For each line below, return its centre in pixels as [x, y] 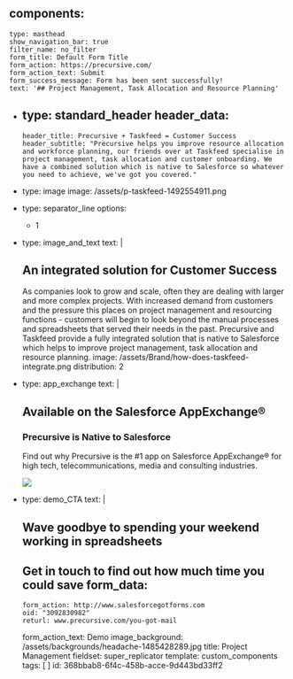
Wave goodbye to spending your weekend [140, 527]
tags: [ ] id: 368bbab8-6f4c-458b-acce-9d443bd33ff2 [122, 666]
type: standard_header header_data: [125, 116]
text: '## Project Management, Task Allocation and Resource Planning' [144, 88]
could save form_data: [85, 585]
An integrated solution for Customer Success [149, 270]
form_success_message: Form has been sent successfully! [116, 81]
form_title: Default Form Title [69, 57]
